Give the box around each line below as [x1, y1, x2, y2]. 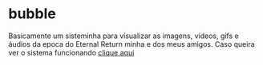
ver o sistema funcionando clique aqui [8, 48, 135, 57]
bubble [8, 5, 56, 23]
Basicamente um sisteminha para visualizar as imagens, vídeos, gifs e [8, 31, 239, 40]
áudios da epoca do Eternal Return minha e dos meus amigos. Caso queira [8, 39, 255, 48]
